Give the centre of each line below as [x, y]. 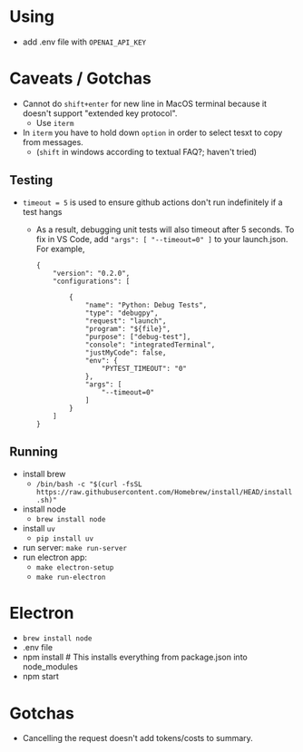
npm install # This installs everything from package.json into [135, 657]
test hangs [42, 211]
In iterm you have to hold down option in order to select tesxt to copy [152, 132]
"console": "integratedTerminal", [150, 345]
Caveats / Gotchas [80, 78]
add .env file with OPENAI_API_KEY [84, 42]
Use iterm [55, 122]
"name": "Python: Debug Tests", [146, 305]
